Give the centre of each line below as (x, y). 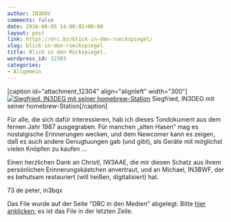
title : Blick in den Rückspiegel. (57, 53)
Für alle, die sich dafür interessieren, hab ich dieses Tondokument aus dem (114, 119)
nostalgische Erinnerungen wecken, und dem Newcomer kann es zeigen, (111, 134)
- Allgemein (24, 71)
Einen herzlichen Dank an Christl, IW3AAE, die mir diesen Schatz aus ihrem (114, 162)
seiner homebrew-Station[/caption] (57, 106)
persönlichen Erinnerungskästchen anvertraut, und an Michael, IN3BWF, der (116, 169)
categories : (24, 65)
